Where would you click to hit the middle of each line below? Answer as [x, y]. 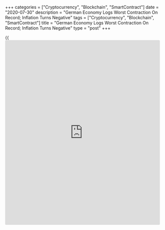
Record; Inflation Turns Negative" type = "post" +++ [58, 28]
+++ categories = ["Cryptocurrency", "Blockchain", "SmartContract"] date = [82, 7]
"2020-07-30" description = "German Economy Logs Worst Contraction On [82, 12]
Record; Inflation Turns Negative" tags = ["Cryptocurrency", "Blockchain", [80, 17]
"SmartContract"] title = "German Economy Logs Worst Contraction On [77, 23]
